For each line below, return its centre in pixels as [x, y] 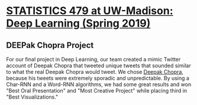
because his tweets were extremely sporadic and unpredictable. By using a [98, 78]
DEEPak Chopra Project [50, 45]
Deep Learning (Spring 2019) [78, 23]
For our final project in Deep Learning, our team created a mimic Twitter [93, 59]
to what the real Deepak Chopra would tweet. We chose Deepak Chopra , [95, 72]
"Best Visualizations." [32, 97]
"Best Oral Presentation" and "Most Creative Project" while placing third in [97, 91]
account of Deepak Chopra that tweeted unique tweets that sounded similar [98, 65]
